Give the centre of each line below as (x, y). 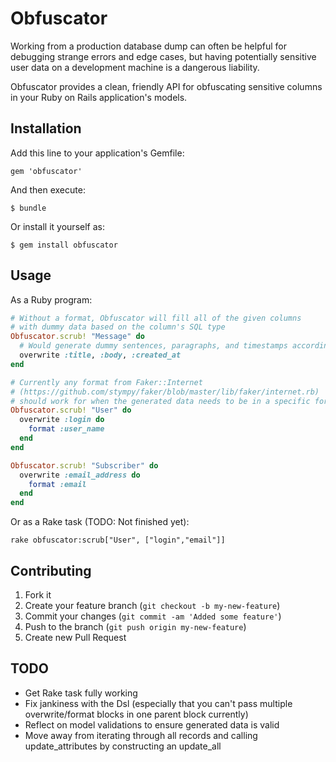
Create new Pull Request (75, 637)
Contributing (51, 570)
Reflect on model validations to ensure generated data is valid (152, 724)
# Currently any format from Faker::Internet (106, 382)
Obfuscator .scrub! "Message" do (77, 337)
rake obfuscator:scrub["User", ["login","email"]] (118, 540)
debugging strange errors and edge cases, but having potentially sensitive (163, 56)
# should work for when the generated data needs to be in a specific (160, 401)
